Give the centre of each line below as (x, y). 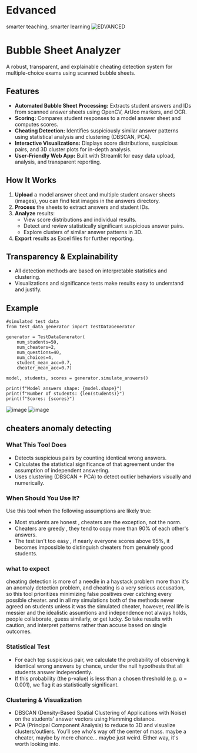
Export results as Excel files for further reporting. (74, 238)
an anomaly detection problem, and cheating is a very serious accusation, (96, 588)
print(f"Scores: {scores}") (41, 399)
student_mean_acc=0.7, (44, 363)
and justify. (28, 289)
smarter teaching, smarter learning (48, 26)
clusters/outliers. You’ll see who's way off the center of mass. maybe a (100, 731)
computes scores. (36, 124)
